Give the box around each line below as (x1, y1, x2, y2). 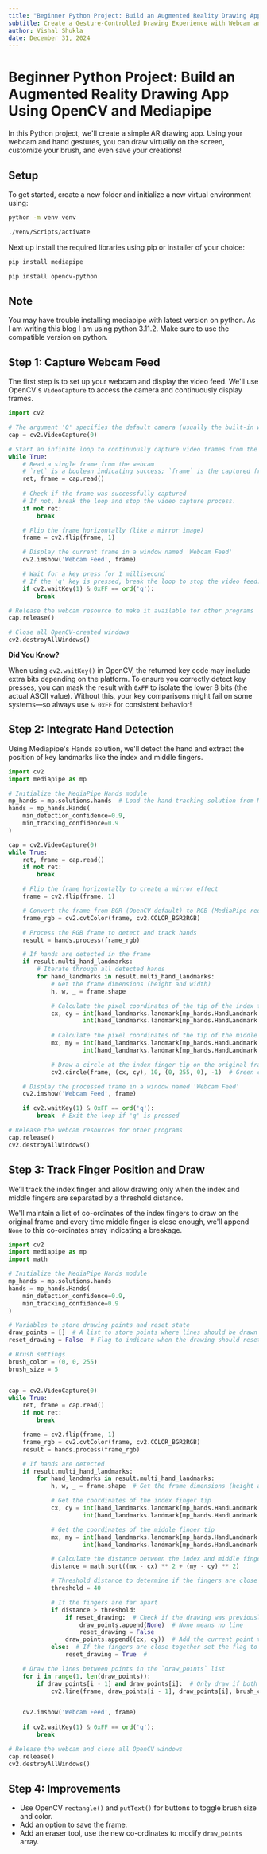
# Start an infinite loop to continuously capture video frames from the (8, 445, 258, 453)
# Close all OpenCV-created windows (8, 628, 130, 636)
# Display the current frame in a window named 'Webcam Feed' (22, 548, 233, 557)
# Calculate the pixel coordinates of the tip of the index (50, 1002, 254, 1010)
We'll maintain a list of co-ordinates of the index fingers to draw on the (8, 1208, 239, 1218)
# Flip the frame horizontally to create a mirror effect (22, 885, 219, 893)
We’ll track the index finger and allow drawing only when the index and (8, 1184, 240, 1194)
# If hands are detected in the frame (22, 951, 151, 958)
